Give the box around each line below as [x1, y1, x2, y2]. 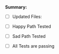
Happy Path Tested [12, 24, 51, 29]
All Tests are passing [12, 43, 55, 49]
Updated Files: [12, 14, 42, 19]
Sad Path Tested [12, 33, 46, 39]
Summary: [5, 4, 27, 10]
